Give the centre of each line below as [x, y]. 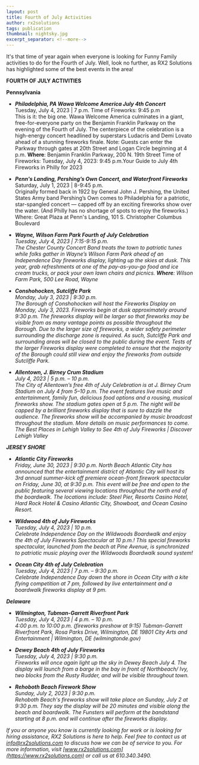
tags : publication [29, 28]
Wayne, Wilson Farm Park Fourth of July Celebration [82, 235]
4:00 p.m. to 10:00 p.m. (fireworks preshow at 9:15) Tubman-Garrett [99, 626]
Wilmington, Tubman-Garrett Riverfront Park [72, 613]
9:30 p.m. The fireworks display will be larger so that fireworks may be [102, 316]
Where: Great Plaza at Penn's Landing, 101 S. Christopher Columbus [98, 217]
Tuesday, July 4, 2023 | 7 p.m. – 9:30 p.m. [67, 571]
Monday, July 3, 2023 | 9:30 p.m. [56, 297]
